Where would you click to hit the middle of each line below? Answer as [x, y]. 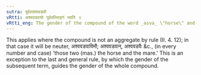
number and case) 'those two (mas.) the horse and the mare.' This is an [95, 53]
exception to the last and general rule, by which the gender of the [87, 59]
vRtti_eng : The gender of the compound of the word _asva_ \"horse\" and [101, 23]
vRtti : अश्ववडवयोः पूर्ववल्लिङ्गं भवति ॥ [44, 17]
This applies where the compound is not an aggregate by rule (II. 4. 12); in [97, 40]
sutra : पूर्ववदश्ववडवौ [26, 12]
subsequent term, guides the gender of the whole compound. [83, 66]
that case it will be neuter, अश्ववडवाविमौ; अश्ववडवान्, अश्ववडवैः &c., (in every [91, 46]
